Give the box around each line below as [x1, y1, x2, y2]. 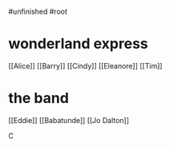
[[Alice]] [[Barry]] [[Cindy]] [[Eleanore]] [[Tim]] [8, 61, 163, 70]
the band [8, 89, 70, 107]
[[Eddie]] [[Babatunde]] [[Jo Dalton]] [8, 115, 130, 125]
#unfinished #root [8, 7, 68, 16]
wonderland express [8, 35, 148, 53]
